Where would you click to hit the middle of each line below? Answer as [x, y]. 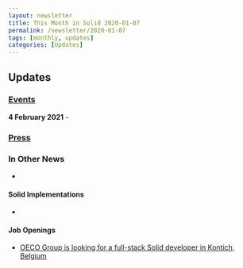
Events [22, 100]
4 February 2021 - [39, 117]
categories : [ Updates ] [46, 45]
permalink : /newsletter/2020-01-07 [67, 30]
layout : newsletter [40, 15]
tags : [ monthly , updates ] [51, 38]
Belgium [33, 256]
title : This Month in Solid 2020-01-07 [74, 23]
